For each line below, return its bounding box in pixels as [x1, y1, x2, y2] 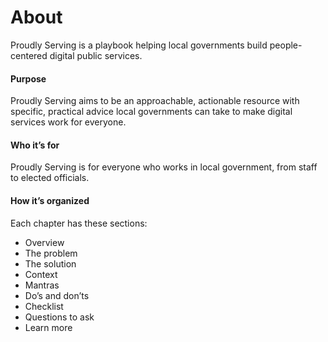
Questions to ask [24, 311, 95, 323]
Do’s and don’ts [24, 289, 90, 301]
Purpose [10, 72, 47, 85]
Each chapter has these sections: [10, 217, 148, 229]
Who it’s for [10, 139, 60, 151]
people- [269, 39, 303, 51]
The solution [24, 257, 77, 270]
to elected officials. [10, 172, 90, 184]
